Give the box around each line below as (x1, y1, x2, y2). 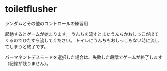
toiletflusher (5, 3, 57, 15)
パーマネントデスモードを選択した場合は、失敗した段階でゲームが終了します (5, 54, 163, 60)
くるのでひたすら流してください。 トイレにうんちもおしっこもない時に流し (5, 37, 159, 43)
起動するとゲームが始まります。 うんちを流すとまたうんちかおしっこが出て (5, 31, 159, 37)
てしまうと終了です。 (5, 43, 49, 49)
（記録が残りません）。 (5, 60, 51, 66)
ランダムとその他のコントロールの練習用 (5, 20, 88, 26)
